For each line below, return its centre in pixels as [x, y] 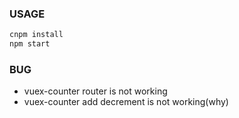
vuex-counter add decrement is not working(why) [126, 102]
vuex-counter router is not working [95, 91]
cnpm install [36, 35]
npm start [30, 44]
